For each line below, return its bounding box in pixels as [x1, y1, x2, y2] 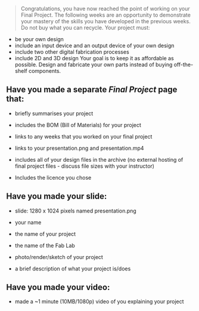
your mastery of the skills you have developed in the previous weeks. [20, 18, 191, 24]
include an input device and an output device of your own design [14, 42, 175, 49]
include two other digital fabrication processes [14, 48, 129, 56]
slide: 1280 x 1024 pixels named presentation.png [14, 207, 137, 214]
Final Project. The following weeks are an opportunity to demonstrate [20, 11, 191, 19]
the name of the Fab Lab [14, 242, 76, 249]
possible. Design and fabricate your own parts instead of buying [14, 61, 173, 68]
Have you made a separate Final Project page [6, 85, 178, 95]
